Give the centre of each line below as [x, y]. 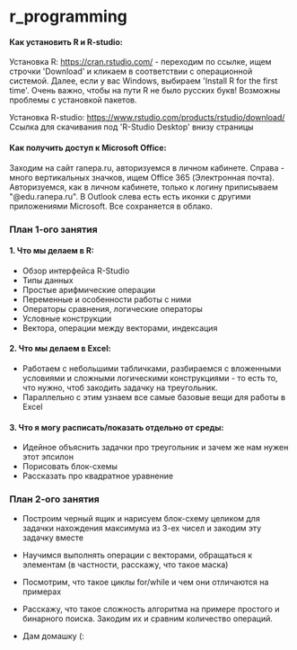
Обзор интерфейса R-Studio [76, 271]
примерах [42, 592]
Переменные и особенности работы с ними [106, 299]
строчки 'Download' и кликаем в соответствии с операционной [131, 71]
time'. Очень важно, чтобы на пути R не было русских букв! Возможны [145, 91]
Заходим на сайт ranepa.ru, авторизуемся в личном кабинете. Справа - [147, 167]
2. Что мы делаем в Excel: [60, 349]
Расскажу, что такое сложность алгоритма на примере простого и [151, 610]
